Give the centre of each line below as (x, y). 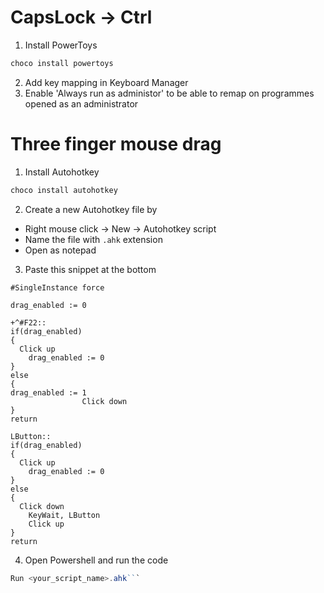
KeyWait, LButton (64, 515)
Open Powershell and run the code (96, 560)
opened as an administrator (81, 103)
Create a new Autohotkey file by (91, 209)
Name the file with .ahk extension (93, 239)
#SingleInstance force (57, 287)
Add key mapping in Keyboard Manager (106, 82)
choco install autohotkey (64, 190)
